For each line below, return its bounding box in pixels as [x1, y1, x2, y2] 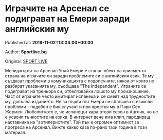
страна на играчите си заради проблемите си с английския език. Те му [5, 73, 154, 78]
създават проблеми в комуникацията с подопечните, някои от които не [5, 78, 155, 84]
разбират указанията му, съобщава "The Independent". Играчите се [5, 83, 146, 89]
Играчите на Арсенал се [5, 3, 109, 14]
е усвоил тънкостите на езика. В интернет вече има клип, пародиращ [5, 114, 150, 120]
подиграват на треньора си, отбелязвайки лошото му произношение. [5, 88, 150, 94]
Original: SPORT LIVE [5, 58, 48, 64]
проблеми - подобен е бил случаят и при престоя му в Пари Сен [5, 104, 141, 109]
